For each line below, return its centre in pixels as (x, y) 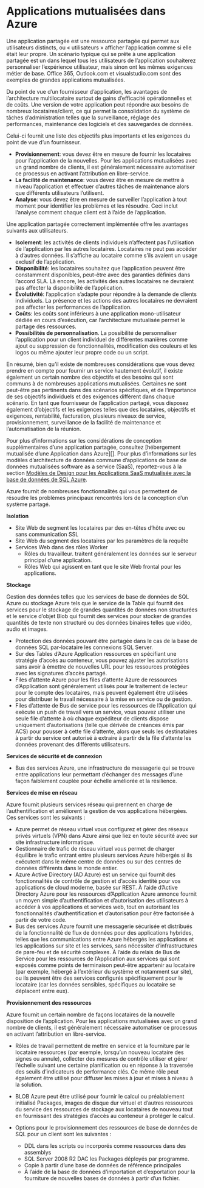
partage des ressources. (46, 326)
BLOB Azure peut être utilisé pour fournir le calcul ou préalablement (100, 1096)
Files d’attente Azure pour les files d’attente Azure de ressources (96, 680)
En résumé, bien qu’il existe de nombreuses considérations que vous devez (101, 364)
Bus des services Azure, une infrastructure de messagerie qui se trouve (105, 768)
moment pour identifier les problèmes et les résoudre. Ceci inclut (96, 206)
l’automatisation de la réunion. (44, 429)
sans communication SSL (47, 534)
